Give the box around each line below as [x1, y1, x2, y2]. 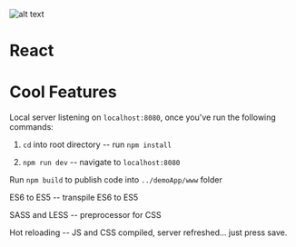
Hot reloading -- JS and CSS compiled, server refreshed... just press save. [9, 227, 288, 238]
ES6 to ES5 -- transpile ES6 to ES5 [9, 192, 139, 203]
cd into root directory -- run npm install [22, 139, 173, 150]
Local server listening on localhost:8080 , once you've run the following [9, 112, 277, 123]
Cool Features [9, 82, 117, 103]
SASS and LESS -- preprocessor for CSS [9, 210, 162, 221]
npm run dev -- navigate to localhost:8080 [22, 157, 181, 168]
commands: [9, 122, 54, 133]
